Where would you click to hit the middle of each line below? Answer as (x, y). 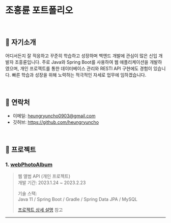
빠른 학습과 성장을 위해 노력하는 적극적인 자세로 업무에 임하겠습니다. (79, 75)
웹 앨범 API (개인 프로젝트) (44, 176)
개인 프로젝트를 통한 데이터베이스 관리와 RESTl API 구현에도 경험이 (86, 68)
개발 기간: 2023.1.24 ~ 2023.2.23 (52, 183)
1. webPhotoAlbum (29, 164)
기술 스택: (27, 194)
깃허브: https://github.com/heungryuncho (56, 122)
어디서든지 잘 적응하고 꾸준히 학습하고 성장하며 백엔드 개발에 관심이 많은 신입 (81, 55)
